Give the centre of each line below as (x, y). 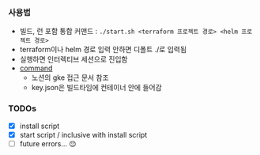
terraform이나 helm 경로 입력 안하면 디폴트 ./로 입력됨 (103, 50)
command (36, 68)
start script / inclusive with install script (83, 134)
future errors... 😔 (48, 143)
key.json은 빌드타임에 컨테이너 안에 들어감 (96, 88)
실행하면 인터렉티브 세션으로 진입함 (73, 59)
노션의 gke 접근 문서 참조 (70, 77)
